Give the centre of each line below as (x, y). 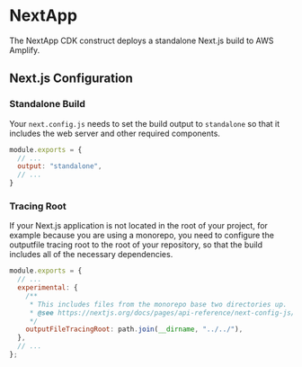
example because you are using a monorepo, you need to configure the (142, 236)
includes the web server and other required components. (115, 133)
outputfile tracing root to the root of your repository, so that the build (136, 245)
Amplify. (25, 49)
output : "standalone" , (60, 166)
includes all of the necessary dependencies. (91, 255)
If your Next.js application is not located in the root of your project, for (138, 226)
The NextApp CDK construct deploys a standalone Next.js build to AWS (142, 40)
